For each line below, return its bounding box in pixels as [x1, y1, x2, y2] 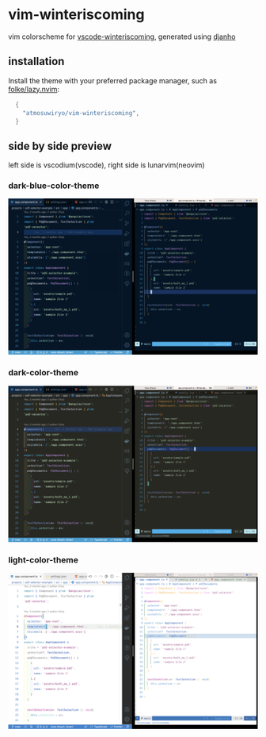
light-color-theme [8, 554, 79, 565]
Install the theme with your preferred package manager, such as [8, 75, 218, 85]
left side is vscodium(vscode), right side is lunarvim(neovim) [8, 160, 205, 170]
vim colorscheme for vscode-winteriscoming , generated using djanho [8, 32, 236, 41]
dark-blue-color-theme [8, 180, 100, 191]
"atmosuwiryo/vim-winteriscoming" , [22, 109, 140, 117]
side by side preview [8, 139, 112, 152]
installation [8, 55, 65, 68]
